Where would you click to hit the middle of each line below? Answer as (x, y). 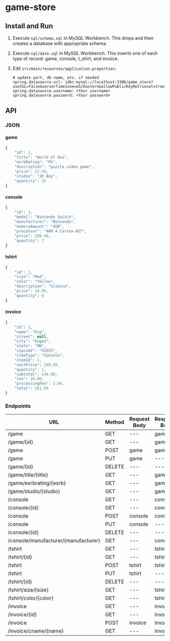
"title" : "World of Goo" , (42, 157)
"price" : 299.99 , (33, 236)
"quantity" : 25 (30, 181)
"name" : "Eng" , (30, 332)
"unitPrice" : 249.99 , (37, 365)
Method (115, 422)
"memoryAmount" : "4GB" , (39, 226)
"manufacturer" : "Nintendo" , (45, 222)
